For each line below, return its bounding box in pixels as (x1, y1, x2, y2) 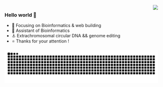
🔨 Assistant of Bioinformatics (11, 28, 70, 33)
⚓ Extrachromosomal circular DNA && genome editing (11, 33, 121, 39)
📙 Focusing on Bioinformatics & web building (11, 23, 102, 29)
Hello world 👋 (4, 12, 37, 18)
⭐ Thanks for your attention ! (11, 38, 69, 44)
